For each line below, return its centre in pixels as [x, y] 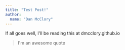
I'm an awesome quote [41, 43]
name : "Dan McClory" [31, 19]
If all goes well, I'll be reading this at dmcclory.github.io [63, 33]
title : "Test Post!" [27, 10]
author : [13, 14]
